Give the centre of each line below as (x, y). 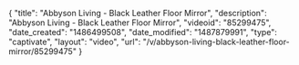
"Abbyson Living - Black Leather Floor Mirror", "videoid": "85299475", (140, 23)
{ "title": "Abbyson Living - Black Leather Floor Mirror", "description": (138, 13)
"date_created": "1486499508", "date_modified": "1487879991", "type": (143, 32)
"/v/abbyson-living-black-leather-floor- (217, 42)
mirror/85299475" (42, 51)
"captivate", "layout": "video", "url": (75, 42)
